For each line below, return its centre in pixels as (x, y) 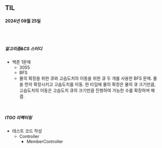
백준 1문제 (21, 62)
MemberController (45, 141)
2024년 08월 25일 (23, 21)
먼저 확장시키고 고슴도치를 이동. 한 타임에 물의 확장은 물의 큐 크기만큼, (90, 84)
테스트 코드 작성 (27, 131)
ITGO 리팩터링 (19, 118)
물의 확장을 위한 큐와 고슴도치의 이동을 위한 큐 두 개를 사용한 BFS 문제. (86, 78)
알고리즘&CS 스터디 (24, 49)
